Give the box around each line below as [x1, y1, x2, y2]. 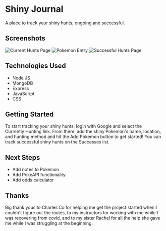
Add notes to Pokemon [12, 167, 59, 173]
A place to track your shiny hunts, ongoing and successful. [5, 20, 125, 26]
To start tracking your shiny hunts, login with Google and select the [5, 123, 142, 129]
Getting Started [5, 110, 54, 118]
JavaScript [12, 91, 35, 96]
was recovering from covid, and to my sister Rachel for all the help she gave [5, 215, 160, 221]
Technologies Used [5, 62, 66, 70]
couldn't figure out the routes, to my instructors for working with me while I [5, 210, 158, 216]
